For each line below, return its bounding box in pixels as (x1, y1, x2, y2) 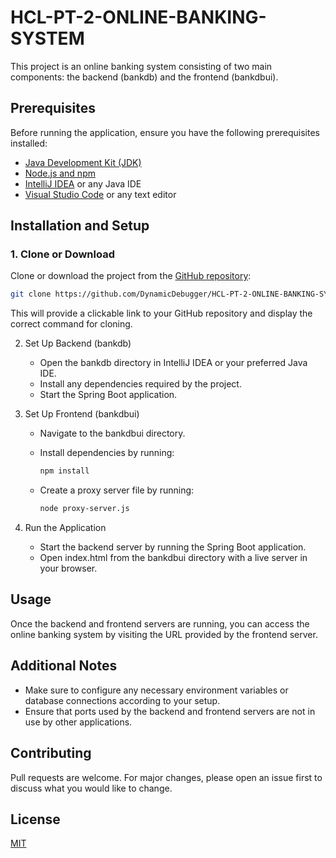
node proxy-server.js (39, 504, 130, 514)
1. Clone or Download (10, 247, 115, 261)
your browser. (39, 562, 98, 575)
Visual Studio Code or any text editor (24, 188, 177, 200)
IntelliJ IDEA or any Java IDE (24, 177, 142, 190)
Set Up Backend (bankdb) (24, 337, 132, 350)
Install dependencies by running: (39, 447, 175, 459)
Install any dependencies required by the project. (39, 378, 242, 390)
